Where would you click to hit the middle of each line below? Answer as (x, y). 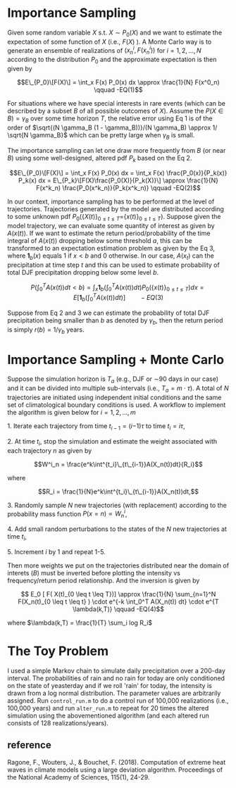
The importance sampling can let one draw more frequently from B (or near (117, 150)
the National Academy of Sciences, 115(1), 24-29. (79, 777)
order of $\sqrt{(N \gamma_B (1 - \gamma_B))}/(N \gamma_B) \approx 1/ (112, 127)
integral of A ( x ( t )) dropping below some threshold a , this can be (100, 241)
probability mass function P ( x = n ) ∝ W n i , (67, 514)
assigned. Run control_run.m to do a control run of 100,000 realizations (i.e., (118, 700)
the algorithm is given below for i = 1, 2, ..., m (72, 412)
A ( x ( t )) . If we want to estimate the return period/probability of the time (109, 233)
